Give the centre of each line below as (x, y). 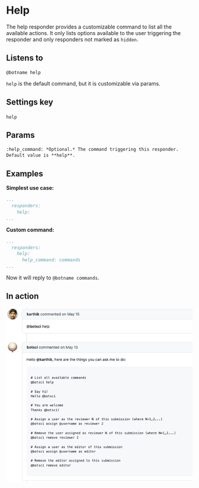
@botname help (24, 72)
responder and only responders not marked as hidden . (72, 39)
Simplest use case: (30, 188)
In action (23, 297)
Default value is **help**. (41, 156)
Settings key (30, 102)
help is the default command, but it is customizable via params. (84, 83)
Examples (25, 174)
